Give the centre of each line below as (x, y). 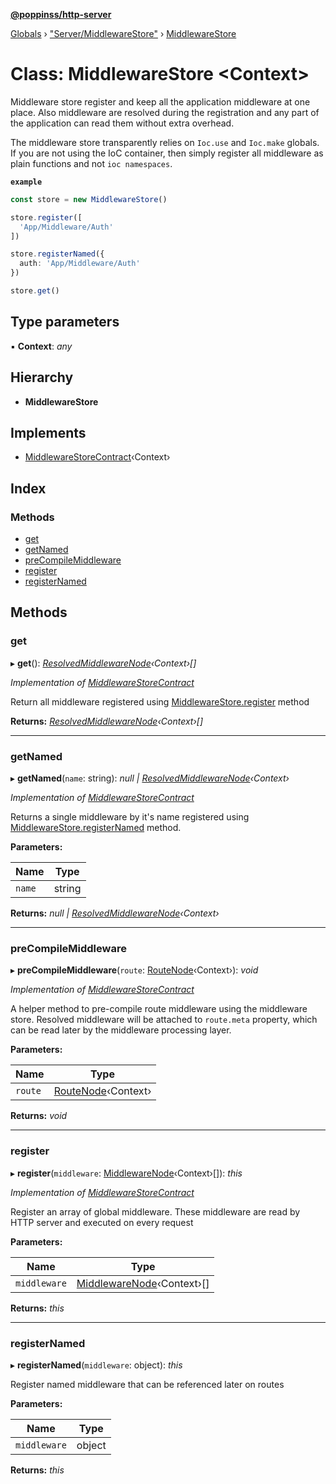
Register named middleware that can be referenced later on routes (147, 1384)
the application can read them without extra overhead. (122, 123)
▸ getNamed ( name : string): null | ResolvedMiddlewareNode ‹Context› (150, 778)
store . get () (35, 291)
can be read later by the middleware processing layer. (121, 1030)
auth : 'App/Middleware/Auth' (80, 264)
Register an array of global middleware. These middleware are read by (155, 1211)
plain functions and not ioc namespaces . (91, 163)
